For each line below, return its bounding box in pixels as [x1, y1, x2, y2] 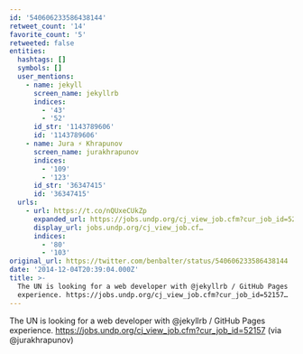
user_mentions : [17, 72, 75, 81]
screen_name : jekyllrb [32, 88, 119, 98]
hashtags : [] [17, 55, 67, 64]
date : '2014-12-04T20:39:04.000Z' [9, 265, 140, 275]
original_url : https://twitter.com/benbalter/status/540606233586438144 [9, 256, 289, 266]
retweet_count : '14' [9, 22, 87, 31]
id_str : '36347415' [32, 182, 106, 191]
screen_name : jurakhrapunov [32, 147, 140, 156]
